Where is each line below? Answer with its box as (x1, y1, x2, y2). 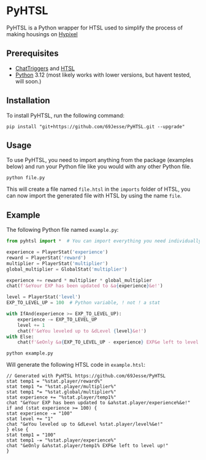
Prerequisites (6, 48, 59, 59)
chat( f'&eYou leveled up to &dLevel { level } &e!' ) (17, 328, 147, 334)
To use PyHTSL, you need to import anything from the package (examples (6, 156, 194, 164)
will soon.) (15, 77, 42, 85)
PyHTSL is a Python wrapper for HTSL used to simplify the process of (6, 24, 183, 31)
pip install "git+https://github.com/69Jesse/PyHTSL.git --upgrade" (6, 123, 185, 129)
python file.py (6, 175, 45, 181)
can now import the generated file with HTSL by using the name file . (6, 192, 182, 199)
